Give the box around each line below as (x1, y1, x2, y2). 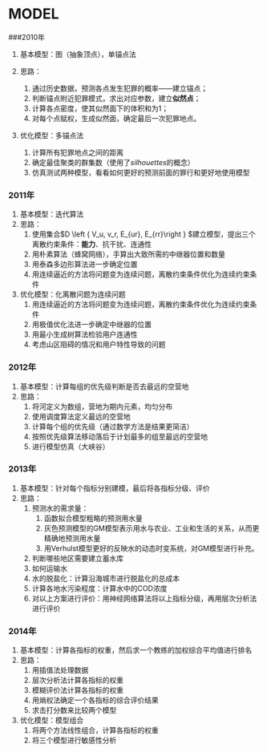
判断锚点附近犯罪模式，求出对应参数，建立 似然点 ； (31, 93, 201, 103)
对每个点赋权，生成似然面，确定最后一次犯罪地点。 (31, 113, 201, 123)
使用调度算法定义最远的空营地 (31, 411, 131, 421)
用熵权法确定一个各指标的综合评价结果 (31, 695, 159, 706)
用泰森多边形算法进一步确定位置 (31, 260, 138, 269)
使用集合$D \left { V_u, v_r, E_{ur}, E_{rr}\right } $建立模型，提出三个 (31, 229, 257, 239)
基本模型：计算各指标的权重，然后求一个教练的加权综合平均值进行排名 (19, 645, 253, 655)
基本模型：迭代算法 (19, 209, 84, 219)
